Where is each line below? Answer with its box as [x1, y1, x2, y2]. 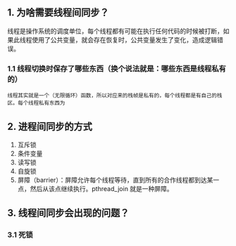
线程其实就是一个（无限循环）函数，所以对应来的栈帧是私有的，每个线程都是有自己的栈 [7, 92, 223, 99]
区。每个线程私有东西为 [7, 99, 66, 107]
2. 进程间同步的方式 [7, 121, 93, 133]
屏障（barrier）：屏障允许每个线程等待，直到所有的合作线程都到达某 [17, 176, 213, 184]
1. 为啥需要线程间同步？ [7, 6, 109, 19]
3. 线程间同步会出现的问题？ [7, 207, 130, 219]
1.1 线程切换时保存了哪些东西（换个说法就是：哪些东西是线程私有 [7, 63, 227, 73]
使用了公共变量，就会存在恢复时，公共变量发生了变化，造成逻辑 [31, 35, 217, 44]
